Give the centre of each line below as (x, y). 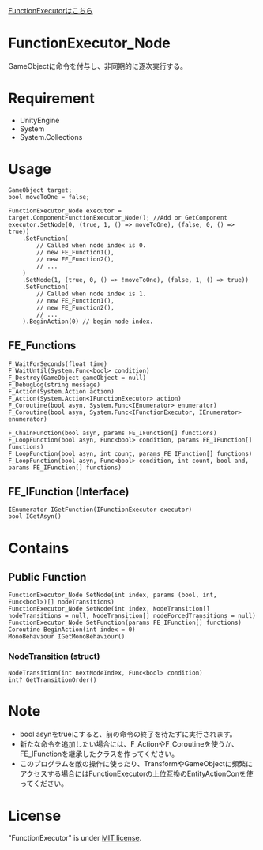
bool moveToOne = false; (49, 197)
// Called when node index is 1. (92, 294)
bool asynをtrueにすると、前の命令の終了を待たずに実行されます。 (128, 734)
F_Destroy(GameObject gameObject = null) (77, 378)
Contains (39, 548)
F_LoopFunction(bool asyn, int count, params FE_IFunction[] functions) (130, 453)
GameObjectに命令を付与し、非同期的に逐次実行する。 (98, 66)
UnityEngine (39, 120)
